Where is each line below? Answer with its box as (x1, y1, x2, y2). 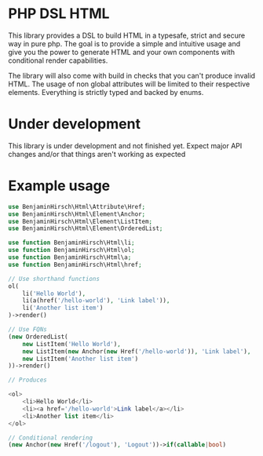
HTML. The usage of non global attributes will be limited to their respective (8, 79, 250, 89)
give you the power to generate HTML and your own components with (8, 47, 236, 57)
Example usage (8, 177, 111, 195)
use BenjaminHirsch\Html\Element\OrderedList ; (8, 224, 163, 232)
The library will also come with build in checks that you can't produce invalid (8, 71, 256, 80)
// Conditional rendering (8, 433, 93, 442)
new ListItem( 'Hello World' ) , (22, 340, 122, 348)
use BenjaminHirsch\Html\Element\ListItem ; (8, 217, 153, 225)
